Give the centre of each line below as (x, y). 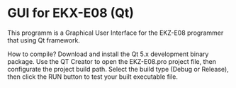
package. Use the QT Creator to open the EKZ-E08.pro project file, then (112, 61)
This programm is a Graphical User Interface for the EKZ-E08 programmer (116, 33)
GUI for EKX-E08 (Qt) (71, 13)
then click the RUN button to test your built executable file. (93, 77)
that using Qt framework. (44, 40)
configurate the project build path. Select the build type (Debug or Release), (118, 69)
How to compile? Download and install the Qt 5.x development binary (108, 54)
